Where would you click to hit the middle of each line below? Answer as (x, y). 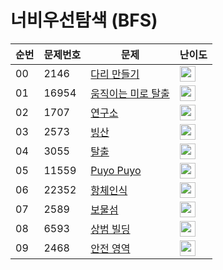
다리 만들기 (115, 74)
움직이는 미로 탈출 (130, 94)
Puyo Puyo (116, 171)
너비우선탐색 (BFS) (84, 20)
